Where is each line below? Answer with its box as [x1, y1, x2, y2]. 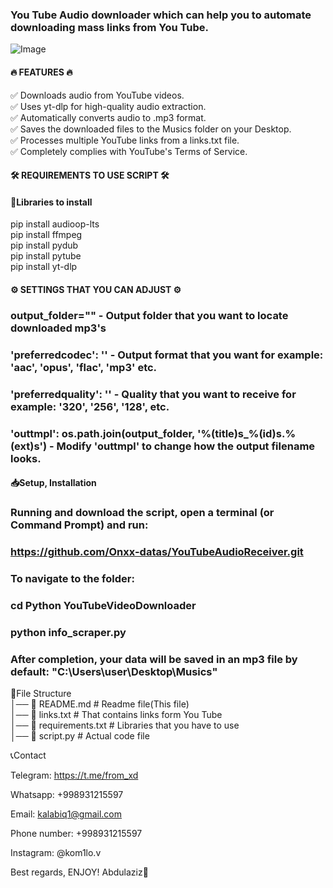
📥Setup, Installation [10, 477, 97, 489]
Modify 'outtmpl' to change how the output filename [56, 439, 316, 453]
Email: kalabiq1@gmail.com [10, 808, 123, 820]
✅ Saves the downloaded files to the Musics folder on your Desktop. [10, 123, 292, 135]
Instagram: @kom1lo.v [10, 847, 102, 859]
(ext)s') [10, 439, 48, 453]
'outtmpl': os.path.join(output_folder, [10, 426, 196, 440]
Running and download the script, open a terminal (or [10, 506, 275, 520]
